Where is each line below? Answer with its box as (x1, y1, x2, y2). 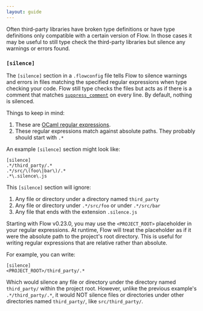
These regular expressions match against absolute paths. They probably (14, 127, 196, 135)
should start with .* (14, 133, 64, 141)
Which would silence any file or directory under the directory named (6, 278, 176, 286)
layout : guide (6, 8, 42, 15)
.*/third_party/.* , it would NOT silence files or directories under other (6, 291, 184, 298)
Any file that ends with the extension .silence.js (14, 208, 138, 215)
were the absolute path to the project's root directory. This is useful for (6, 232, 182, 240)
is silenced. (6, 97, 35, 104)
